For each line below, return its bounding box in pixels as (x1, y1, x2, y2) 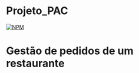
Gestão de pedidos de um (6, 44, 134, 58)
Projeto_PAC (6, 4, 68, 18)
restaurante (6, 57, 65, 70)
